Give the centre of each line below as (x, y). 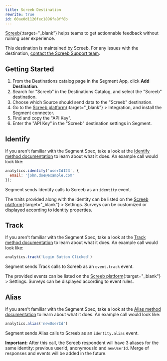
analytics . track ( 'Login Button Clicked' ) (49, 257)
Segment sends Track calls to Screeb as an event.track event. (69, 266)
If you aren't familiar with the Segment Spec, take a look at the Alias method (83, 309)
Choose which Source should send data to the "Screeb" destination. (83, 102)
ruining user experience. (30, 38)
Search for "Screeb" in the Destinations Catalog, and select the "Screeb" (87, 92)
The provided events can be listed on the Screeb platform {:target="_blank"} (83, 276)
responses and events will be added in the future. (56, 353)
